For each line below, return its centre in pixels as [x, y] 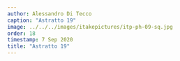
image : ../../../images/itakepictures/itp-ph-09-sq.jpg [90, 27]
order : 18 [22, 33]
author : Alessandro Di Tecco [50, 14]
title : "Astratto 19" [39, 46]
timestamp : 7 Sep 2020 [40, 40]
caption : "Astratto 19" [42, 20]
